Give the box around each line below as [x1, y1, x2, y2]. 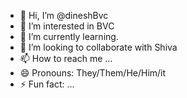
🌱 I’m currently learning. [19, 31, 119, 42]
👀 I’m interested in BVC [19, 20, 115, 32]
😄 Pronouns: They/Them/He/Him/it [19, 67, 167, 79]
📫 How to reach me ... [19, 53, 113, 64]
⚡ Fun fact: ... [19, 78, 75, 90]
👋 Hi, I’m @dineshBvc [19, 10, 109, 21]
